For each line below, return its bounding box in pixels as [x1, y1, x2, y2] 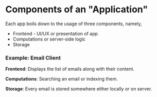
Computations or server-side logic [12, 36, 86, 42]
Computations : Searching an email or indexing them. [5, 76, 118, 82]
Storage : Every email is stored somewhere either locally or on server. [5, 86, 152, 92]
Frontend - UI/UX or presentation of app [12, 30, 98, 36]
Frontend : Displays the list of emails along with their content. [5, 66, 135, 72]
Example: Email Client [5, 54, 61, 61]
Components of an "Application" [5, 4, 148, 15]
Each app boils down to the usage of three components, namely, [5, 21, 142, 27]
